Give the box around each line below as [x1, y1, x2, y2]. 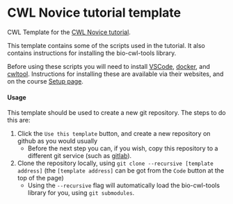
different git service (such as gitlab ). [27, 152, 132, 160]
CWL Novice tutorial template [7, 5, 182, 21]
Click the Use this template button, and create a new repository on [17, 130, 211, 138]
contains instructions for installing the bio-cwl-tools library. [7, 49, 177, 57]
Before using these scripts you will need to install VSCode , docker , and [7, 62, 211, 70]
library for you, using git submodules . [27, 189, 135, 197]
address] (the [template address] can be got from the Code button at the [17, 166, 225, 175]
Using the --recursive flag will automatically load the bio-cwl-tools [27, 181, 220, 189]
